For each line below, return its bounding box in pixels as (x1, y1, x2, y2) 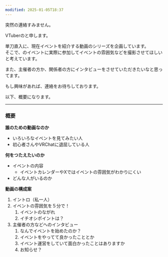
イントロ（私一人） (12, 196, 52, 202)
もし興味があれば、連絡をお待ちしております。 (5, 83, 101, 89)
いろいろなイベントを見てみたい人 (12, 135, 83, 141)
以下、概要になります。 (5, 94, 53, 100)
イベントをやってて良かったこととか (19, 234, 94, 240)
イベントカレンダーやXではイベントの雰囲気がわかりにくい (19, 169, 141, 175)
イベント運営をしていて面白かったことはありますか (19, 240, 125, 246)
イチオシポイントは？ (19, 215, 64, 221)
